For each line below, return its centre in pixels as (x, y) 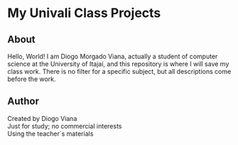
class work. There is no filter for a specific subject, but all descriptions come (119, 71)
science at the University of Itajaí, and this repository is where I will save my (118, 64)
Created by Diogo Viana (42, 118)
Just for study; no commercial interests (65, 126)
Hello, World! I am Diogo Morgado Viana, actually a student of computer (113, 56)
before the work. (32, 79)
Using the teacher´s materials (50, 134)
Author (23, 101)
